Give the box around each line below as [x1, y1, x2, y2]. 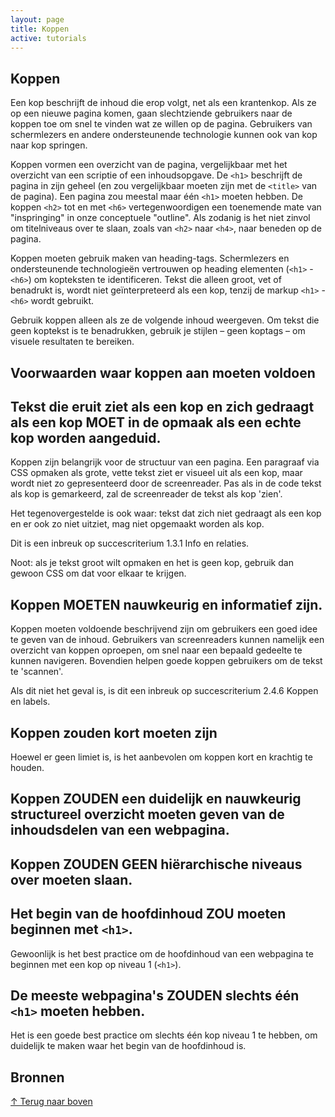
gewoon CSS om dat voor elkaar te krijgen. [10, 567, 187, 580]
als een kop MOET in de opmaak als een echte [10, 414, 302, 431]
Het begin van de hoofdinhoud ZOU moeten [10, 906, 287, 923]
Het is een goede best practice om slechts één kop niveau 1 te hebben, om [10, 1029, 318, 1041]
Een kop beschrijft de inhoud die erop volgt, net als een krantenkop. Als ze [10, 97, 317, 109]
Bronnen [10, 1069, 65, 1086]
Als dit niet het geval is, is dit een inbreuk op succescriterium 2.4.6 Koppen [10, 685, 319, 697]
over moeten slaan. [10, 871, 133, 888]
